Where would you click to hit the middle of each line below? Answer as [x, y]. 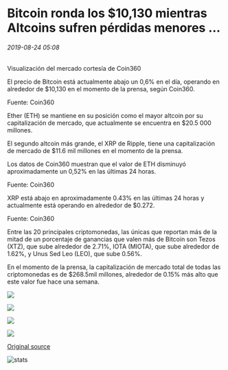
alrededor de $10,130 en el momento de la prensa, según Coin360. [101, 89]
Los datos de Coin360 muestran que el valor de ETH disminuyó [97, 164]
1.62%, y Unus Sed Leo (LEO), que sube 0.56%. [75, 254]
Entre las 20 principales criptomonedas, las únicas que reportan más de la [112, 232]
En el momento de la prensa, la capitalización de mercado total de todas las [114, 267]
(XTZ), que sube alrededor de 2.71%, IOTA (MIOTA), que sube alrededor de [113, 246]
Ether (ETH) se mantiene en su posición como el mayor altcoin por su [105, 116]
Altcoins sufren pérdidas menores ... [114, 28]
